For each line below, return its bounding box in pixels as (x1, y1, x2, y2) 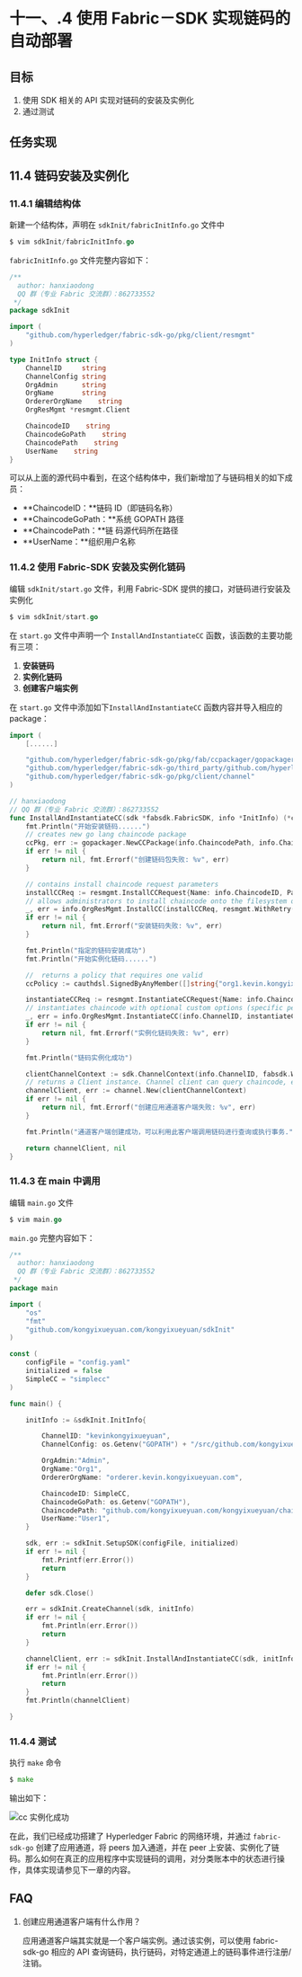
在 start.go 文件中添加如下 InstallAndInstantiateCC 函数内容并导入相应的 (9, 702, 283, 713)
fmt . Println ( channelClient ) (25, 1696, 130, 1706)
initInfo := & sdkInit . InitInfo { (25, 1415, 147, 1424)
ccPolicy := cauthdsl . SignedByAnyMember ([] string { (25, 979, 219, 988)
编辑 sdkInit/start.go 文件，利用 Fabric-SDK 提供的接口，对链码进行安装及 (9, 583, 291, 594)
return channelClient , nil (25, 1143, 127, 1153)
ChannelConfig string (25, 372, 106, 381)
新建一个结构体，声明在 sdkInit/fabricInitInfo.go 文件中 (9, 219, 225, 230)
